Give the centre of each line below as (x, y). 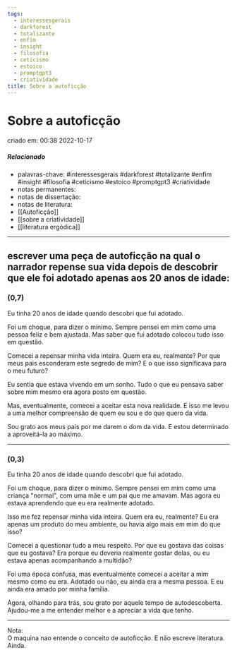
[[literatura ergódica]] (49, 227)
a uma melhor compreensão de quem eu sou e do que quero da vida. (108, 413)
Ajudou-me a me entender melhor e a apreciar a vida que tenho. (101, 611)
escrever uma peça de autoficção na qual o (104, 256)
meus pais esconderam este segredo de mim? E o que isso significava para (117, 363)
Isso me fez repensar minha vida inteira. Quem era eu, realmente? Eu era (113, 517)
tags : (15, 14)
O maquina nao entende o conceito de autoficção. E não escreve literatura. (116, 638)
